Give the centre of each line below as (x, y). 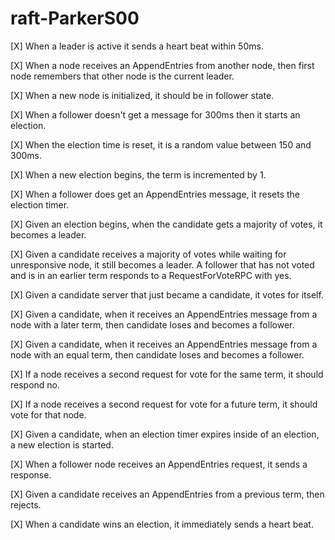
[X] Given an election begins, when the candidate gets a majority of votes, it (166, 224)
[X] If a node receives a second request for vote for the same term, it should (167, 374)
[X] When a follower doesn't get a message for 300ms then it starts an (155, 114)
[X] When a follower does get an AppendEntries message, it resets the (155, 194)
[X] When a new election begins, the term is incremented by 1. (138, 174)
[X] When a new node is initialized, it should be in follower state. (142, 95)
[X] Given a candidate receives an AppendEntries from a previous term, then (167, 494)
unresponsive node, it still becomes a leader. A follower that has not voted (162, 264)
